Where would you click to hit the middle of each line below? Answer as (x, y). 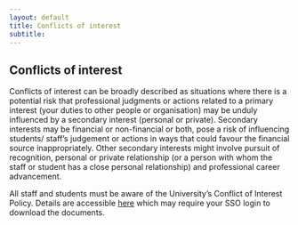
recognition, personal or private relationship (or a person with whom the (141, 157)
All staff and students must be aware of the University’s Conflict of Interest (146, 194)
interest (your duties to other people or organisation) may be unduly (133, 110)
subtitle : (28, 34)
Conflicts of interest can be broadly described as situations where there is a (148, 92)
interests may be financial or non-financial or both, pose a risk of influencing (149, 129)
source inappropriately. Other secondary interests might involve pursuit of (145, 149)
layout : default (39, 17)
